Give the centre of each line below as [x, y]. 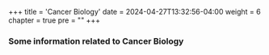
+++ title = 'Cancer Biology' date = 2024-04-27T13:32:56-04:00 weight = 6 [134, 12]
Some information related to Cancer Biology [96, 41]
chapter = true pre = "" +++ [55, 20]
